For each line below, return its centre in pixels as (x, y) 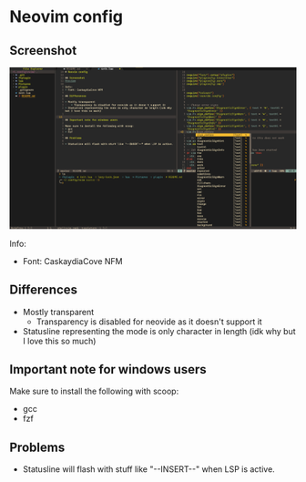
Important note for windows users (108, 369)
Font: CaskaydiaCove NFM (72, 261)
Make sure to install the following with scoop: (94, 391)
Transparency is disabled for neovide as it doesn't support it (149, 322)
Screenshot (43, 51)
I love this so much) (59, 341)
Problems (37, 447)
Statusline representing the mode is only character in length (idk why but (159, 331)
